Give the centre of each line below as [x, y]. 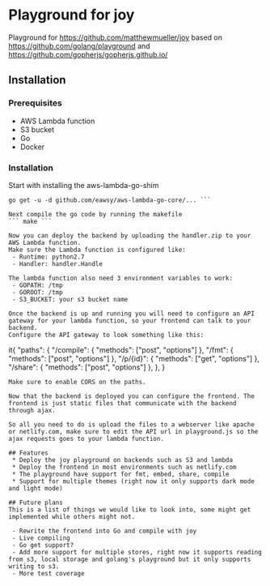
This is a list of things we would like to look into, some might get [130, 509]
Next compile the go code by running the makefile [95, 214]
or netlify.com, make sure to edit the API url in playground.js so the [133, 431]
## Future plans [36, 503]
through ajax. [32, 410]
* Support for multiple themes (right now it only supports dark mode [133, 481]
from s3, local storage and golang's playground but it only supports [130, 559]
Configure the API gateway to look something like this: [106, 335]
